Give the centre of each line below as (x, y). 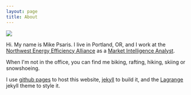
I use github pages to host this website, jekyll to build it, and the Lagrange (95, 79)
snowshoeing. (23, 68)
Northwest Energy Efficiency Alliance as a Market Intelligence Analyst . (91, 51)
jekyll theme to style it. (33, 86)
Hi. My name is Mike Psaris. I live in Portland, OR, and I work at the (86, 44)
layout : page (22, 11)
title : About (22, 17)
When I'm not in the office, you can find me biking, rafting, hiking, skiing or (96, 62)
